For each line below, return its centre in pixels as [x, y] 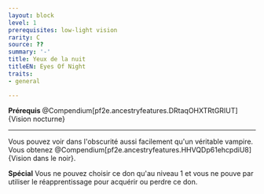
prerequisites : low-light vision [63, 30]
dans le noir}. [54, 158]
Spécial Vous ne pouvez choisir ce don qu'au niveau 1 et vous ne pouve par [131, 173]
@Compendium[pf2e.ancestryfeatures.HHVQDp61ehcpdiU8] [153, 149]
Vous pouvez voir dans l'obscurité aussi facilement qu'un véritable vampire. [131, 141]
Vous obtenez [31, 149]
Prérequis [24, 110]
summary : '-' [29, 52]
